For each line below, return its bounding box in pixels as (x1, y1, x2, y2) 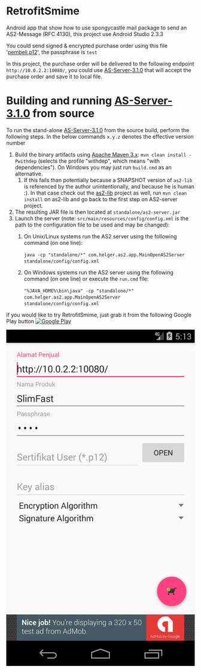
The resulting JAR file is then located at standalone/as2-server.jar (14, 208, 181, 216)
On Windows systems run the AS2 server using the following (23, 268, 173, 276)
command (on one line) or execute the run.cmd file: (23, 275, 149, 282)
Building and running (6, 94, 112, 107)
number (6, 139, 26, 147)
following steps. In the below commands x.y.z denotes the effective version (6, 133, 194, 140)
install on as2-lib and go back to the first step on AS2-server (23, 195, 178, 202)
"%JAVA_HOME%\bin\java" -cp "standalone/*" (23, 288, 135, 294)
